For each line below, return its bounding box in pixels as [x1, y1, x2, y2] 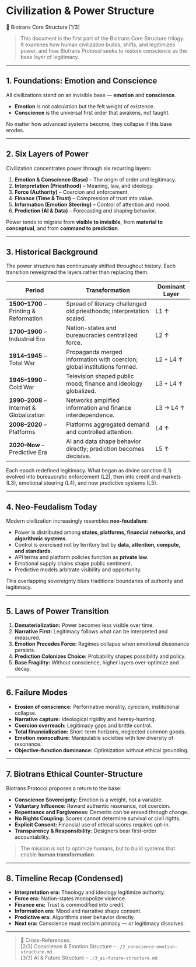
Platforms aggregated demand [66, 420, 150, 428]
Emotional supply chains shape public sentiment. [14, 560, 132, 567]
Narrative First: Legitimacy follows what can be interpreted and [14, 628, 168, 635]
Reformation [9, 314, 43, 323]
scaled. [66, 314, 86, 323]
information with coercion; [66, 355, 138, 364]
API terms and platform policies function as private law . [14, 554, 149, 561]
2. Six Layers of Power [6, 149, 89, 159]
